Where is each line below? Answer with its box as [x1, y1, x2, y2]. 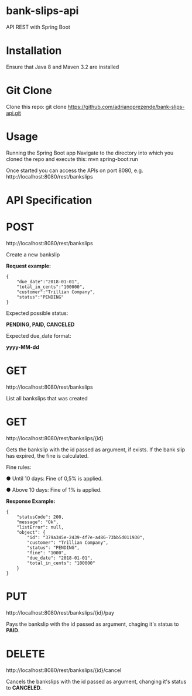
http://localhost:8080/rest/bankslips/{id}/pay [6, 609, 115, 616]
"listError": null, [16, 524, 64, 530]
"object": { [16, 529, 46, 535]
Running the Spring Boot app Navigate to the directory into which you [6, 149, 174, 156]
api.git [6, 109, 22, 116]
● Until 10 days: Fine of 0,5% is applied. [6, 475, 103, 482]
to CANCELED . [6, 684, 42, 691]
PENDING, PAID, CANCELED [6, 321, 75, 328]
